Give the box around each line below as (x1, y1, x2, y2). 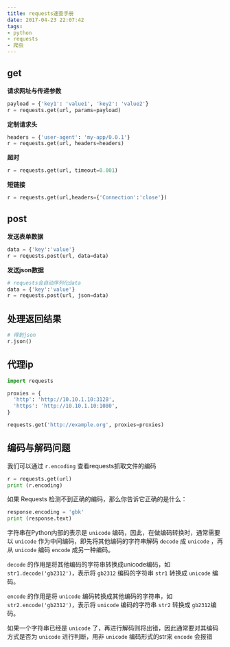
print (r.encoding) (7, 482, 63, 489)
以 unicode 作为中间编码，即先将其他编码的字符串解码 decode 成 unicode (7, 537, 209, 545)
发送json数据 (7, 265, 44, 274)
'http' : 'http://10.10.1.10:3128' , (13, 396, 115, 403)
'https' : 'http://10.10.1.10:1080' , (13, 403, 118, 410)
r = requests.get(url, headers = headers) (7, 140, 125, 147)
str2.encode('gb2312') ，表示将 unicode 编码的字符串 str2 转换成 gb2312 (7, 601, 211, 609)
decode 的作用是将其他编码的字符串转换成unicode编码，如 (7, 560, 170, 569)
